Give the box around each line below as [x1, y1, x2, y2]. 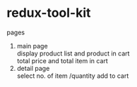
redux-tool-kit [6, 5, 91, 21]
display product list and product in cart [16, 49, 130, 58]
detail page [16, 64, 50, 72]
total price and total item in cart [16, 56, 109, 65]
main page [16, 41, 48, 50]
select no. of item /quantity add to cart [16, 72, 129, 80]
